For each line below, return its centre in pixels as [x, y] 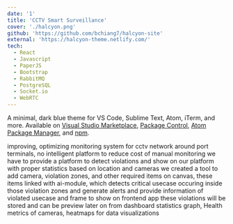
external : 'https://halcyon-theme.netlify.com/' [79, 40]
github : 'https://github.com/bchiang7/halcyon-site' [85, 33]
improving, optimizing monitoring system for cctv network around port [108, 146]
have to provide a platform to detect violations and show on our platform [111, 161]
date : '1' [22, 14]
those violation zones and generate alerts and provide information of [105, 191]
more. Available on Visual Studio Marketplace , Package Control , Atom [107, 125]
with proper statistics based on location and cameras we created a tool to [113, 169]
